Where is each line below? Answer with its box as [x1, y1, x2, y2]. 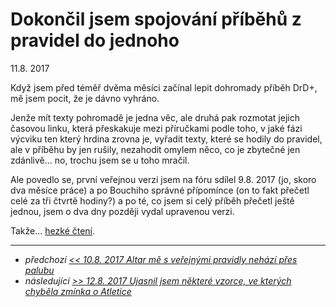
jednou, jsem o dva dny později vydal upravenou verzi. [10, 205, 235, 217]
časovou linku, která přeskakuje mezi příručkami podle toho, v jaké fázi [10, 122, 303, 134]
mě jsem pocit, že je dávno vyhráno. [10, 92, 160, 104]
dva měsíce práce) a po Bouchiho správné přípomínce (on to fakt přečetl [10, 184, 310, 196]
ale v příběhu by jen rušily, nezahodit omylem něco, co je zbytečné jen [10, 143, 301, 155]
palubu [24, 264, 55, 276]
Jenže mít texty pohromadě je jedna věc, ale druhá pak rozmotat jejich [10, 111, 300, 123]
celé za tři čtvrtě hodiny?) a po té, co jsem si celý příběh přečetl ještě [10, 194, 295, 207]
